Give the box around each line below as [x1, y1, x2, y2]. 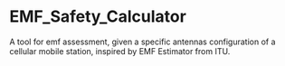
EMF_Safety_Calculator [9, 6, 187, 27]
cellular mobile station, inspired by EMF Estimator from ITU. [9, 45, 231, 56]
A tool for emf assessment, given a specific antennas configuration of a [9, 36, 276, 47]
